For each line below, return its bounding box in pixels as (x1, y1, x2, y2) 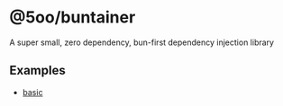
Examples (9, 63, 66, 78)
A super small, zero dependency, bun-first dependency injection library (9, 37, 275, 48)
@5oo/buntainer (9, 7, 136, 28)
